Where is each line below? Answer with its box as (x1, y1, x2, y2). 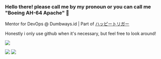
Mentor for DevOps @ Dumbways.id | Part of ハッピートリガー (5, 21, 129, 27)
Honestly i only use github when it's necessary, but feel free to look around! (5, 30, 156, 37)
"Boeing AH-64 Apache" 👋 (5, 9, 69, 16)
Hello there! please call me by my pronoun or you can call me (5, 3, 151, 10)
